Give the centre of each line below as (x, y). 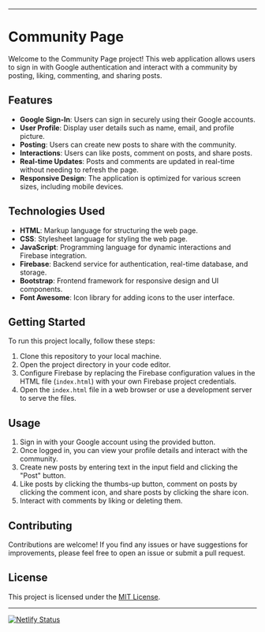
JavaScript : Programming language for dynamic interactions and (125, 247)
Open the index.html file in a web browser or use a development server (136, 390)
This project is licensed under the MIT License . (84, 596)
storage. (33, 272)
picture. (32, 136)
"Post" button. (43, 476)
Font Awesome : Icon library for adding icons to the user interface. (127, 297)
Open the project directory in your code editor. (95, 365)
